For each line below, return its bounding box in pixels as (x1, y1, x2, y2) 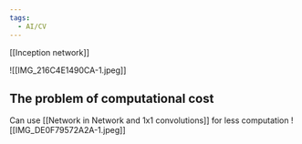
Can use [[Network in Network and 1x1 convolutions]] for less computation (9, 115, 289, 126)
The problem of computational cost (9, 90, 214, 106)
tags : (9, 13, 30, 23)
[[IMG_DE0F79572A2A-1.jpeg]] (9, 125, 126, 136)
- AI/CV (17, 22, 47, 31)
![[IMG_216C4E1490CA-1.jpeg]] (9, 65, 127, 76)
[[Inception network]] (9, 46, 89, 57)
